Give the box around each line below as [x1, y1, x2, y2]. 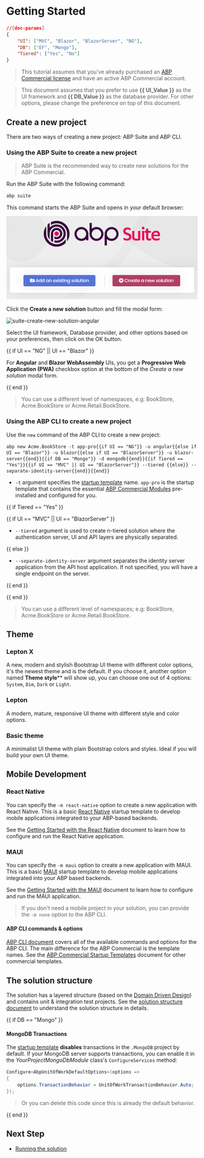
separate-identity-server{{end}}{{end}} [6, 468, 110, 474]
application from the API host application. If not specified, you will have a [15, 563, 198, 570]
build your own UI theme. [6, 752, 70, 759]
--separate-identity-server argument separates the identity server [15, 556, 185, 564]
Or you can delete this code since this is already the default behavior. [21, 1099, 195, 1106]
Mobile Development [6, 769, 87, 780]
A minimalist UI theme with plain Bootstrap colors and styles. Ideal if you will [6, 745, 197, 752]
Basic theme [6, 731, 44, 740]
